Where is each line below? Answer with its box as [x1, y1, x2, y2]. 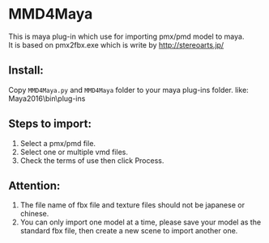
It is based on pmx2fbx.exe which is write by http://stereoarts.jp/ [8, 40, 224, 49]
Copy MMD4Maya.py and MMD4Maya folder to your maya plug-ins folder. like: [8, 85, 249, 94]
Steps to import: [8, 117, 92, 131]
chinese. [19, 209, 49, 219]
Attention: [8, 178, 61, 192]
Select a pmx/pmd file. [19, 138, 96, 148]
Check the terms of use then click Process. [19, 155, 164, 165]
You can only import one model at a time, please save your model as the [19, 217, 262, 227]
